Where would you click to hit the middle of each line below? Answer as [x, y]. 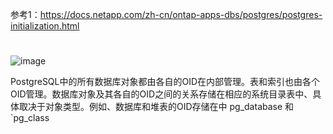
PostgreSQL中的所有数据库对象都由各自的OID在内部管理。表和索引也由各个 [165, 82]
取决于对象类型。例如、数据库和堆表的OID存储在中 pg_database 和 [156, 107]
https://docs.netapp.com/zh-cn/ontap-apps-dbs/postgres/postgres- [181, 14]
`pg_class [30, 118]
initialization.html [45, 26]
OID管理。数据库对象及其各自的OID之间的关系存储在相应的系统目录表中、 [161, 94]
